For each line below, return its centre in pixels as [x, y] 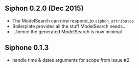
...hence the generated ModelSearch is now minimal [67, 31]
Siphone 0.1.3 [27, 48]
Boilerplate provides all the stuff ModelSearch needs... [69, 26]
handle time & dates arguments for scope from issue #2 [71, 60]
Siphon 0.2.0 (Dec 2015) [44, 8]
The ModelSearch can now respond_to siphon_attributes [73, 20]
